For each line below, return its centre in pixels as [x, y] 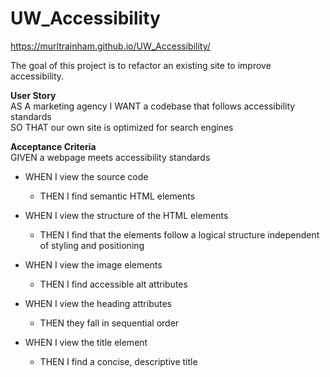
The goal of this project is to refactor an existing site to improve [141, 65]
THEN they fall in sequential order [109, 323]
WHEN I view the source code [86, 176]
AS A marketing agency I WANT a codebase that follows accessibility [153, 106]
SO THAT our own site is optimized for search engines [122, 127]
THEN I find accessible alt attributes [113, 284]
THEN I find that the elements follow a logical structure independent [179, 234]
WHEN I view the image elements [93, 264]
